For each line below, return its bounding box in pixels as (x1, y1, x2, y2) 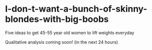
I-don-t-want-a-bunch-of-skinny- (5, 3, 148, 15)
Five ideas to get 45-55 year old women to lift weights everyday (5, 30, 134, 35)
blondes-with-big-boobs (5, 14, 109, 25)
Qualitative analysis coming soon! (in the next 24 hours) (5, 39, 118, 45)
